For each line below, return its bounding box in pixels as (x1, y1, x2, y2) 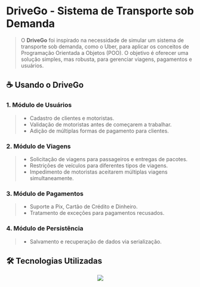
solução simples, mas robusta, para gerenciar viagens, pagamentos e (20, 55, 192, 63)
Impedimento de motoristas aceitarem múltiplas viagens (29, 168, 168, 175)
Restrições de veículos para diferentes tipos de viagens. (29, 162, 168, 169)
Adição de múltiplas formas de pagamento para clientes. (29, 127, 169, 134)
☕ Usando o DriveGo (6, 80, 84, 90)
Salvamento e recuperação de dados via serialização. (29, 237, 162, 245)
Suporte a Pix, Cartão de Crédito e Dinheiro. (29, 203, 139, 210)
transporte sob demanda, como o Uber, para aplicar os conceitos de (20, 43, 189, 50)
